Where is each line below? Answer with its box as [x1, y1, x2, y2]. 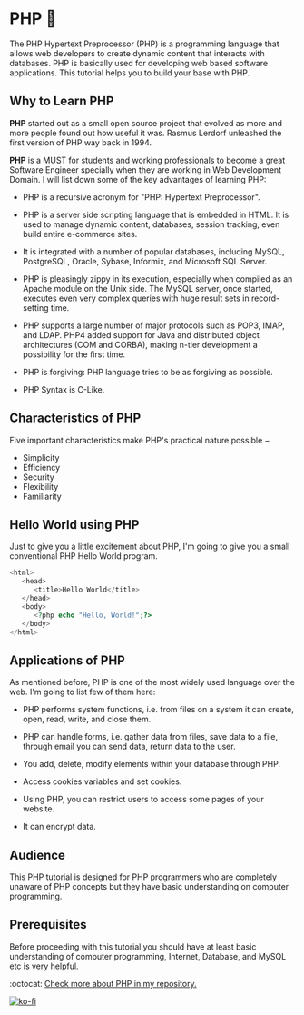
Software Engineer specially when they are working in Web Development [9, 164, 282, 175]
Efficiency [22, 462, 61, 473]
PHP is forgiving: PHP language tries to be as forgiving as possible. [22, 366, 274, 377]
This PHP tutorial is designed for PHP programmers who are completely [9, 871, 278, 882]
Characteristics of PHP [9, 411, 142, 426]
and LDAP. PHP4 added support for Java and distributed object [22, 329, 260, 340]
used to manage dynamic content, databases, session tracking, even [22, 218, 280, 230]
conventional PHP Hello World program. [9, 551, 159, 562]
